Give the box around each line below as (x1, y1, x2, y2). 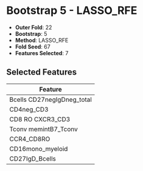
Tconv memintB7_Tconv (9, 125, 78, 133)
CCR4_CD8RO (9, 135, 51, 143)
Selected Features (6, 67, 77, 78)
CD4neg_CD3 (9, 105, 49, 113)
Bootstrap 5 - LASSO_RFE (6, 4, 138, 18)
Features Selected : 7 (15, 49, 69, 56)
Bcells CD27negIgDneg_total (9, 95, 92, 104)
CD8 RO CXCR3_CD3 (9, 115, 71, 123)
